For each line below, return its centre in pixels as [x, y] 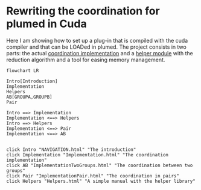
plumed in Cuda [46, 24]
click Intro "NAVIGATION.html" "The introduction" [71, 149]
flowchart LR [23, 70]
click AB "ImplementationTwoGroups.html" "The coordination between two [100, 165]
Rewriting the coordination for [83, 11]
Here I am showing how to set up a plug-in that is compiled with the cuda [97, 40]
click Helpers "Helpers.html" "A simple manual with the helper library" [101, 181]
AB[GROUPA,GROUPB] [29, 97]
